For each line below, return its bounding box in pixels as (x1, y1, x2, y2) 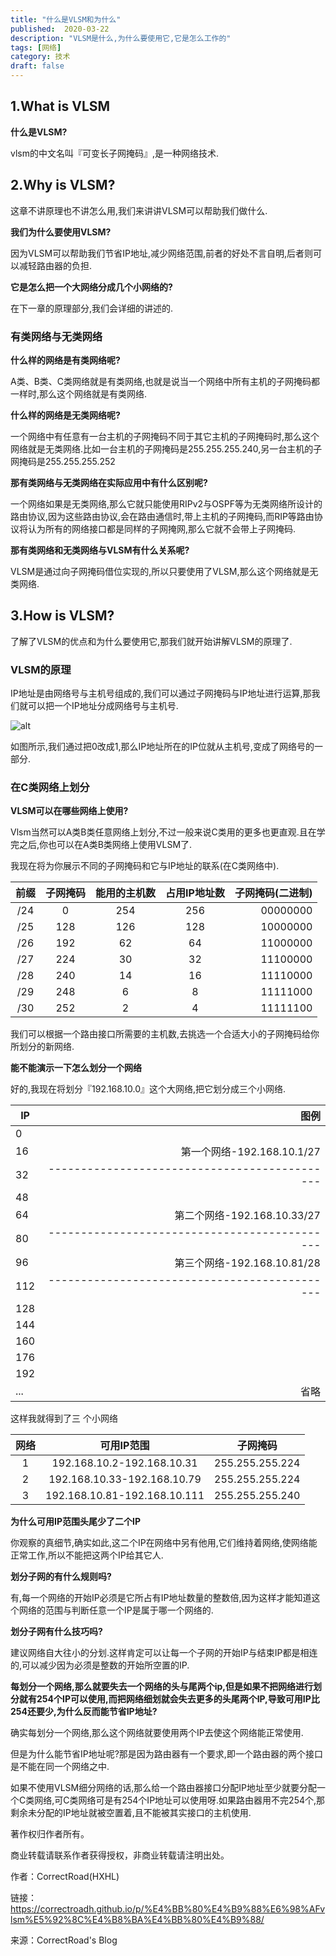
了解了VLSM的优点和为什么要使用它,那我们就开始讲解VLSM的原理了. (10, 635, 293, 647)
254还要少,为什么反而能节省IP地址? (10, 1706, 158, 1718)
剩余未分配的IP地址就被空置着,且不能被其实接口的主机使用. (10, 1807, 252, 1819)
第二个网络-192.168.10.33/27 (174, 1209, 321, 1223)
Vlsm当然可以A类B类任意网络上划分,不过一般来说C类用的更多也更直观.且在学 (10, 826, 326, 838)
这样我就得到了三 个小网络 (10, 1412, 118, 1425)
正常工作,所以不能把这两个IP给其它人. (10, 1549, 164, 1561)
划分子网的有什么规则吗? (10, 1571, 112, 1583)
